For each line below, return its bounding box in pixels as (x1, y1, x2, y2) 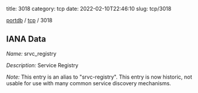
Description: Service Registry (6, 61, 79, 68)
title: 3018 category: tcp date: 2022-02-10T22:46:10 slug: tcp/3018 (6, 5, 172, 12)
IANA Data (6, 34, 46, 44)
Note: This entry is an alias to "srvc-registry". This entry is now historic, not (6, 73, 193, 80)
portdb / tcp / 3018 (6, 17, 53, 23)
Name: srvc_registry (6, 50, 57, 57)
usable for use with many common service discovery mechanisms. (6, 79, 172, 86)
